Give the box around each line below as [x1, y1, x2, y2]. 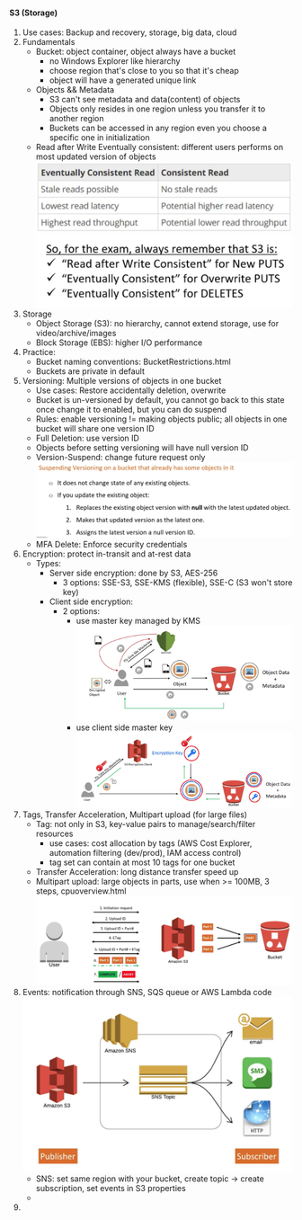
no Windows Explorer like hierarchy [49, 56, 181, 67]
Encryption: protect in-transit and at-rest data [22, 548, 191, 559]
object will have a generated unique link [49, 75, 197, 85]
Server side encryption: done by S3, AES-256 [49, 567, 218, 578]
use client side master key [75, 722, 173, 733]
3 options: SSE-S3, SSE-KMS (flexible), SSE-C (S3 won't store [62, 576, 293, 588]
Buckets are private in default [35, 365, 146, 377]
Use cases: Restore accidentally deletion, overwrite [35, 385, 226, 396]
